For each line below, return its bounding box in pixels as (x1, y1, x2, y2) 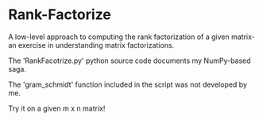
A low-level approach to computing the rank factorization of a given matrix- (8, 32, 256, 41)
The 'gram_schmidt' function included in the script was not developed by (8, 80, 248, 89)
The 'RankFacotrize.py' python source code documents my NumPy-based (8, 56, 252, 65)
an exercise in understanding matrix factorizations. (8, 40, 175, 49)
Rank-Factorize (8, 6, 111, 24)
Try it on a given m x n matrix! (8, 103, 106, 113)
